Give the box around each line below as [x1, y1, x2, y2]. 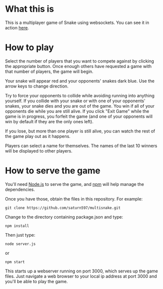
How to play [5, 42, 54, 53]
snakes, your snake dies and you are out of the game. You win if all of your [5, 103, 155, 109]
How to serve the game [5, 165, 101, 177]
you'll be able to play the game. [5, 278, 68, 284]
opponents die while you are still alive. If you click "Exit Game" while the [5, 108, 149, 114]
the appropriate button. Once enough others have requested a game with [5, 63, 152, 69]
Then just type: [5, 232, 36, 238]
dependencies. [5, 186, 35, 192]
